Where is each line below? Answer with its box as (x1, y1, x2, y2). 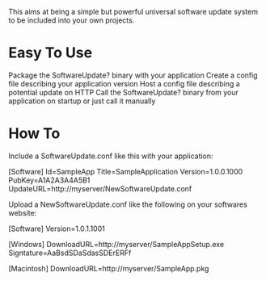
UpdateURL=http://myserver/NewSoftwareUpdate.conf (8, 183, 192, 193)
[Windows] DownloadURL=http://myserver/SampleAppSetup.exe (8, 239, 225, 249)
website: (8, 208, 37, 217)
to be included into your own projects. (8, 15, 135, 25)
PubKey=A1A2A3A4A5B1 (8, 175, 91, 185)
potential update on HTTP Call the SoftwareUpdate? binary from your (8, 87, 239, 97)
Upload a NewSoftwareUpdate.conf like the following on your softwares (8, 199, 248, 209)
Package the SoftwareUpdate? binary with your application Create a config (8, 70, 258, 80)
